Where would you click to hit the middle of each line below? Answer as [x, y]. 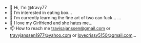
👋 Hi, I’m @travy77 [28, 7]
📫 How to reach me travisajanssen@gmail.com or [60, 28]
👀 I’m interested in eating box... [41, 13]
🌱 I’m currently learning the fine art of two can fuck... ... [65, 18]
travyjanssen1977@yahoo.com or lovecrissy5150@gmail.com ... [73, 35]
